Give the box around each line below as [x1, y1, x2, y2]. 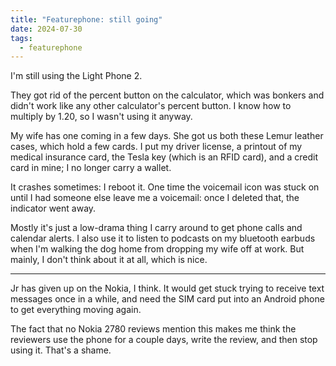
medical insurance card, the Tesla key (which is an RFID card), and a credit [10, 151, 319, 163]
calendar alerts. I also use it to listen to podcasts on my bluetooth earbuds [10, 232, 316, 245]
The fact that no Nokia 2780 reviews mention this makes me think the [10, 323, 297, 335]
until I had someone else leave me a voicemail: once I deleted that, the [10, 192, 300, 204]
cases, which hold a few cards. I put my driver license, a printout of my [10, 141, 303, 153]
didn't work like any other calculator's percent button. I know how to [10, 100, 292, 112]
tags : [10, 33, 33, 43]
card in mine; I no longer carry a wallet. [10, 162, 172, 174]
